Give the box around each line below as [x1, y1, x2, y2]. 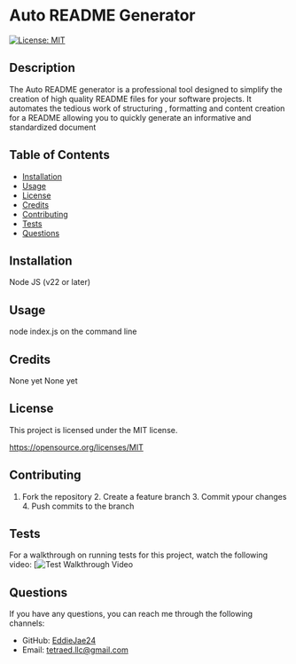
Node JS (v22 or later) [9, 277, 91, 288]
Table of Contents [9, 147, 111, 162]
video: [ [9, 559, 37, 570]
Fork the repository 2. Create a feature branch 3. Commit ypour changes [21, 491, 287, 502]
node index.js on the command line [9, 326, 137, 337]
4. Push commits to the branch [21, 501, 135, 511]
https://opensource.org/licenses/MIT [9, 441, 144, 453]
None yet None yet [9, 375, 78, 386]
